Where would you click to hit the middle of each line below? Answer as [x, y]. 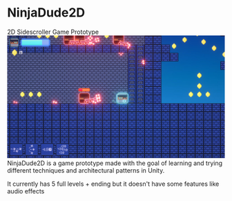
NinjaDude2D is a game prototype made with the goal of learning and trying [115, 163]
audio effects [26, 191]
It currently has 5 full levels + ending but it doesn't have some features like [113, 184]
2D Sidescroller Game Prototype [53, 32]
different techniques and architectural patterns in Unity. [86, 171]
